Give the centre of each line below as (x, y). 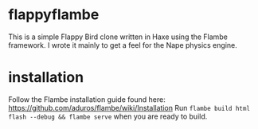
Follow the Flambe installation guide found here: (87, 99)
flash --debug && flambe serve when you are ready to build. (108, 116)
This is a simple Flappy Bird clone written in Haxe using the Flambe (118, 37)
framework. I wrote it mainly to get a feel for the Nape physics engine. (123, 45)
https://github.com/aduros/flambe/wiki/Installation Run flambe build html (129, 107)
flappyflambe (54, 15)
